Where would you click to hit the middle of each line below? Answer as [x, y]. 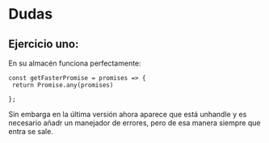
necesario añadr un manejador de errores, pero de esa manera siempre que [134, 123]
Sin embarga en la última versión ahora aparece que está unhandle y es [128, 114]
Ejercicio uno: [44, 44]
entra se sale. [31, 131]
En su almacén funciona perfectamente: [75, 63]
